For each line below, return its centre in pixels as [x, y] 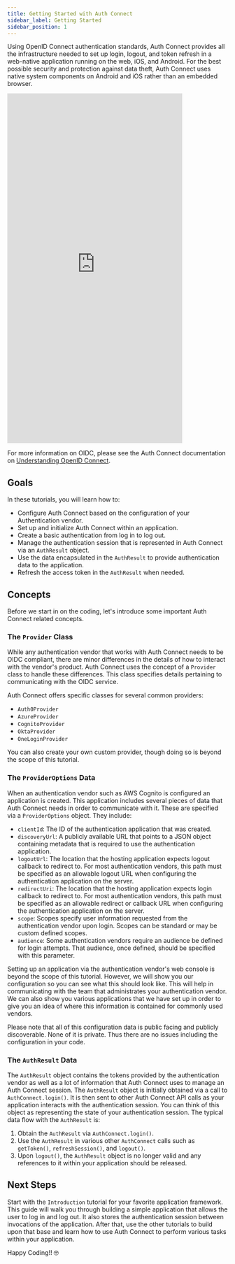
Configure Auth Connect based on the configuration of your [104, 513]
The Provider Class [40, 637]
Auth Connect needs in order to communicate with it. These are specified [113, 808]
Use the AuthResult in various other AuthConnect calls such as [106, 1140]
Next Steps [32, 1185]
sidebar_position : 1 [37, 27]
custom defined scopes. [52, 933]
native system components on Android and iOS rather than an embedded [113, 76]
